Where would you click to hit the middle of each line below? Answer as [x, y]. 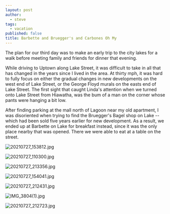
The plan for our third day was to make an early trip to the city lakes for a [81, 52]
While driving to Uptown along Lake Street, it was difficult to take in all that [83, 68]
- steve [18, 19]
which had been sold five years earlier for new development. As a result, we [85, 121]
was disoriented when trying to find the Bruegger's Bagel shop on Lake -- [82, 115]
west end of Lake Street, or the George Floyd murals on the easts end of [81, 84]
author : [13, 15]
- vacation [21, 29]
